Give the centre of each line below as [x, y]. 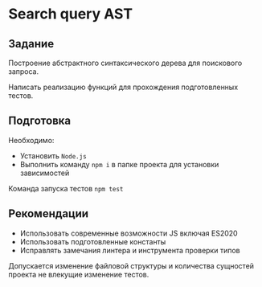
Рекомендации [49, 214]
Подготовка [39, 121]
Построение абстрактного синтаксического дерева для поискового [125, 63]
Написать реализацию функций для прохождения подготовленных [123, 87]
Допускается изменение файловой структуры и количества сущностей [131, 265]
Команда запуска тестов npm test [66, 188]
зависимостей [45, 173]
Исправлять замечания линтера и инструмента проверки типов [130, 250]
